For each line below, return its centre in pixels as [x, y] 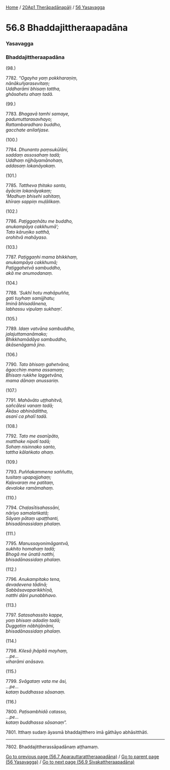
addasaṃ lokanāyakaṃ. [31, 166]
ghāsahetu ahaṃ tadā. [30, 94]
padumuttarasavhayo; [29, 119]
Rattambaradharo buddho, [34, 125]
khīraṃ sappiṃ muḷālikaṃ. [33, 202]
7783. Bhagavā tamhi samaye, [38, 114]
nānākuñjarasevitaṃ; [28, 84]
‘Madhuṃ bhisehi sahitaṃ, [34, 196]
